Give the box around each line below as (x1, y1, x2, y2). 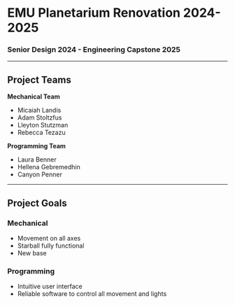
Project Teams (7, 73, 71, 85)
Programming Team (7, 142, 66, 150)
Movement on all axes (17, 234, 81, 242)
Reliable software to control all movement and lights (17, 290, 167, 298)
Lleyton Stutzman (17, 121, 69, 129)
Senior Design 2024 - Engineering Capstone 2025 (7, 45, 180, 55)
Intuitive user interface (17, 282, 83, 291)
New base (17, 248, 47, 257)
